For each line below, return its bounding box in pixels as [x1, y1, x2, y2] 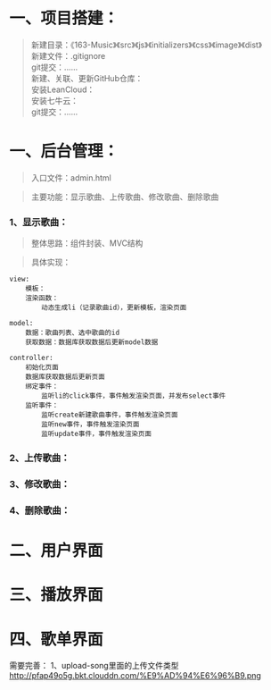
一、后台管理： [9, 141, 119, 162]
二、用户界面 [9, 541, 104, 561]
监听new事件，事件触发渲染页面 [41, 420, 140, 429]
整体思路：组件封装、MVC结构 [30, 238, 144, 248]
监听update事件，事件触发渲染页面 [41, 430, 152, 439]
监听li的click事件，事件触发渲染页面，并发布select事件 [41, 391, 226, 400]
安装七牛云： [30, 95, 78, 105]
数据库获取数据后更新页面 [25, 373, 105, 382]
